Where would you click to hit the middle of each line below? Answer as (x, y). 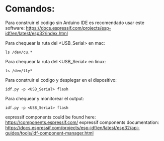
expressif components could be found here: (51, 117)
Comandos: (30, 9)
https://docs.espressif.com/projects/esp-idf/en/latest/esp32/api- (72, 127)
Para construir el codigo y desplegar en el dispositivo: (61, 80)
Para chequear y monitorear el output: (45, 98)
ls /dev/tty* (19, 71)
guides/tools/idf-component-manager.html (50, 133)
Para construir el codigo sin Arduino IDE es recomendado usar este (75, 23)
